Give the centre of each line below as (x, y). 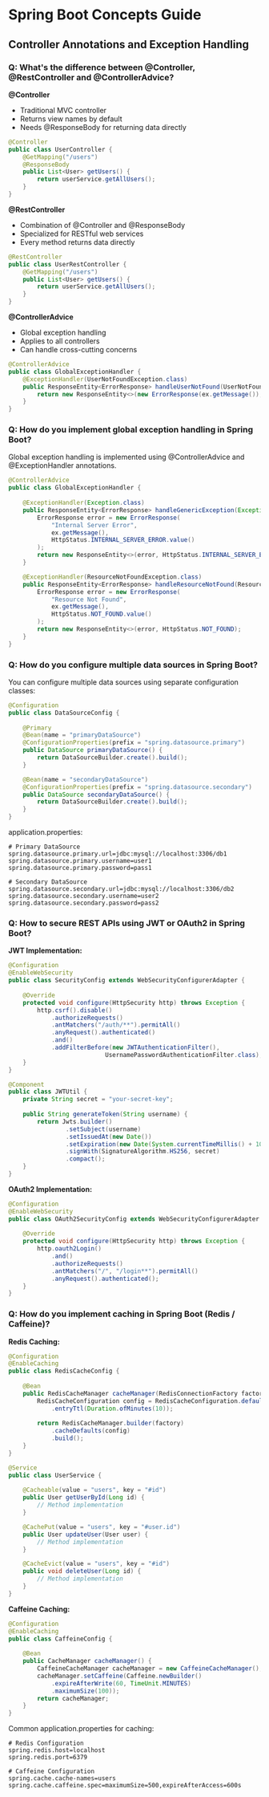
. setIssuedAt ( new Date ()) (108, 1136)
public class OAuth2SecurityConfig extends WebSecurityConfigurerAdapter (134, 1219)
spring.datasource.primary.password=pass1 (80, 868)
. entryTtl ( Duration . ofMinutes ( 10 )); (112, 1409)
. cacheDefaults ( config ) (90, 1431)
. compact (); (85, 1159)
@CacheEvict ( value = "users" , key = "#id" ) (96, 1564)
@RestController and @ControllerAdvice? (91, 77)
